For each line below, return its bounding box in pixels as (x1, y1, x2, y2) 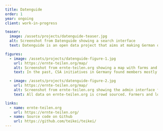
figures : (5, 51, 23, 56)
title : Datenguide (5, 7, 42, 12)
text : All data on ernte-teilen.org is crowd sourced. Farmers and (14, 92, 153, 97)
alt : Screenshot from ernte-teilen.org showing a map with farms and (14, 65, 158, 70)
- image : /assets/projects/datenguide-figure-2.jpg (9, 79, 116, 83)
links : (5, 100, 18, 106)
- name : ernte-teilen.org (9, 105, 62, 110)
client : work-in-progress (5, 20, 57, 26)
